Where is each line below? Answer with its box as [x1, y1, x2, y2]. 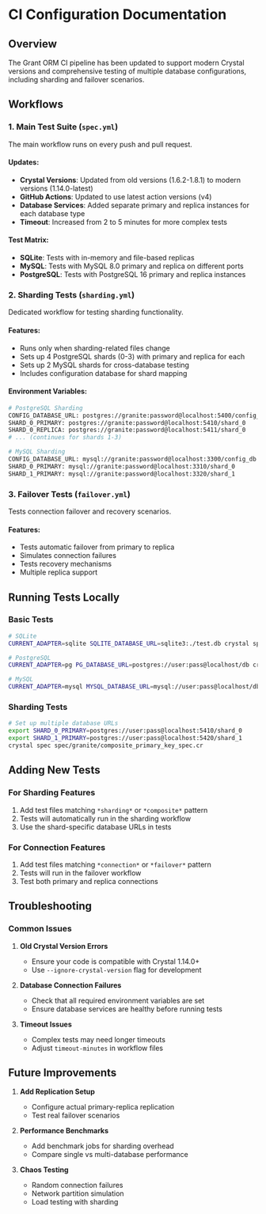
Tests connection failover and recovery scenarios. [8, 506, 172, 516]
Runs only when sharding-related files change [19, 343, 170, 353]
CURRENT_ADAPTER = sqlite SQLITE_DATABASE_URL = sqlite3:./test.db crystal [8, 639, 249, 647]
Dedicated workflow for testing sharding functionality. [8, 307, 184, 317]
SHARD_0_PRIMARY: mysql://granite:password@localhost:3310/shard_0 [8, 462, 236, 470]
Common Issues [8, 924, 73, 935]
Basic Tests [8, 614, 54, 625]
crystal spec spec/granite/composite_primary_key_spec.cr [8, 742, 203, 749]
